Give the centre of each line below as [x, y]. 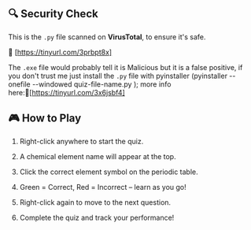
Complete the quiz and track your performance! [97, 217]
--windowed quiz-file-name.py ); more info [102, 84]
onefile [19, 84]
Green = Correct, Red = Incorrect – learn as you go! [103, 187]
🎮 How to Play [45, 119]
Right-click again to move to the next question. [95, 202]
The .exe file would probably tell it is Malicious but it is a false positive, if [125, 67]
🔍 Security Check [53, 14]
